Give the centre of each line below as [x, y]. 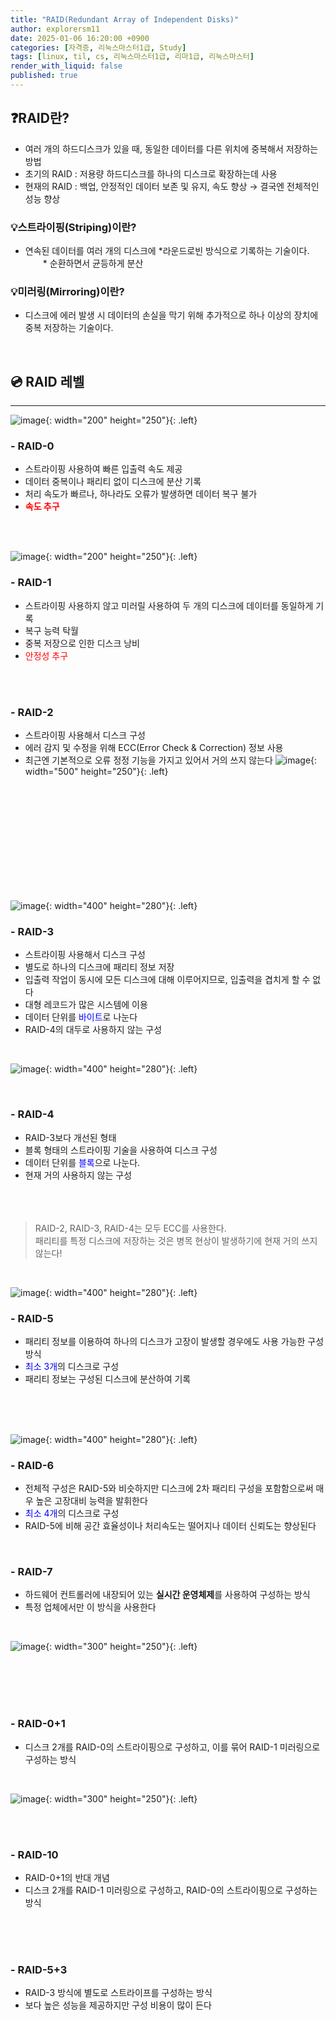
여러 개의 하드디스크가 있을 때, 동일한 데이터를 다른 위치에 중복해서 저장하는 [171, 148]
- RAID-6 [32, 1465]
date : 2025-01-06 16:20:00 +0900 [80, 38]
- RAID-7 [31, 1572]
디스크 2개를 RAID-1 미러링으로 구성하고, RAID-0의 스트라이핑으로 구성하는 [171, 1890]
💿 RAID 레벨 [47, 381]
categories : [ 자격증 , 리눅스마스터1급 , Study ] [98, 47]
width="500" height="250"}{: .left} [96, 771]
